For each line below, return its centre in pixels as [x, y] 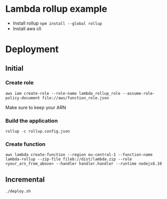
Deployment [32, 49]
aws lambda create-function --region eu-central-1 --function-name [79, 155]
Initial [14, 68]
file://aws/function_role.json [76, 98]
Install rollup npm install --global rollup [57, 23]
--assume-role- [139, 93]
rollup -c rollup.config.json [38, 131]
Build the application [32, 121]
